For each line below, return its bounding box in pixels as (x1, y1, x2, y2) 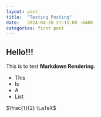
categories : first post (6, 25, 65, 31)
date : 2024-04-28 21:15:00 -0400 (6, 19, 93, 25)
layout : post (6, 8, 38, 15)
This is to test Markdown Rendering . (6, 63, 96, 70)
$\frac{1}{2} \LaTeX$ (6, 105, 57, 112)
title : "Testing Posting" (6, 14, 72, 20)
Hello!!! (6, 47, 33, 57)
